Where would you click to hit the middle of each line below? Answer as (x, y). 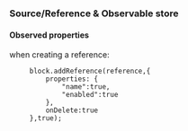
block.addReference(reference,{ (90, 71)
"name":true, (86, 87)
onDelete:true (72, 110)
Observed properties (49, 35)
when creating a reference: (59, 55)
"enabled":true (90, 95)
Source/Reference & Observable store (94, 13)
